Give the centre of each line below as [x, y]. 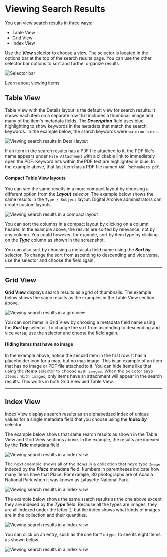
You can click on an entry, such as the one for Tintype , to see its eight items [83, 534]
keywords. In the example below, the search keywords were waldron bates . [82, 131]
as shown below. [22, 539]
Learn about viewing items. [33, 83]
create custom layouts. [29, 204]
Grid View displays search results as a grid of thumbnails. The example [78, 292]
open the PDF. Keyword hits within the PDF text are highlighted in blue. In [80, 161]
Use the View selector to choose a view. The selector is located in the [77, 53]
